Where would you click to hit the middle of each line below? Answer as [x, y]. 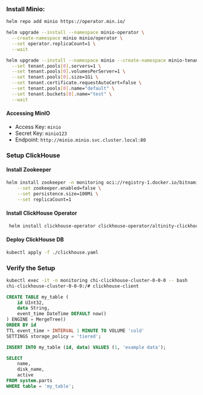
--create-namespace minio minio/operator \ [67, 38]
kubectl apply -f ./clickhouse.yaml [52, 252]
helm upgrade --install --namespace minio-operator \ [76, 33]
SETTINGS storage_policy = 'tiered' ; [54, 336]
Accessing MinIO [28, 113]
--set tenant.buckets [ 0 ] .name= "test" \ [62, 94]
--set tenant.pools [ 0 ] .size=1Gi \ [55, 77]
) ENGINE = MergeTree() [36, 319]
